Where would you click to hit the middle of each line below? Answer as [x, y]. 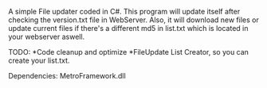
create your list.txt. [39, 60]
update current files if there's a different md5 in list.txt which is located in [128, 28]
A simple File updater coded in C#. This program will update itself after [124, 11]
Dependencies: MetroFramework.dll [67, 76]
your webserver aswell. [47, 36]
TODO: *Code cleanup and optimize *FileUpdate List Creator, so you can [129, 52]
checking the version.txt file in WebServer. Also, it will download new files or [133, 20]
